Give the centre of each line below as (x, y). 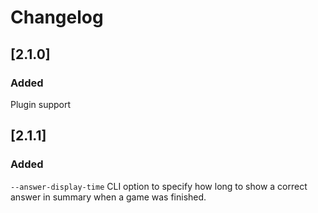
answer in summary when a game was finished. (108, 197)
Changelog (57, 17)
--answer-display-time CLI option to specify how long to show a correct (159, 186)
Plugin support (41, 104)
